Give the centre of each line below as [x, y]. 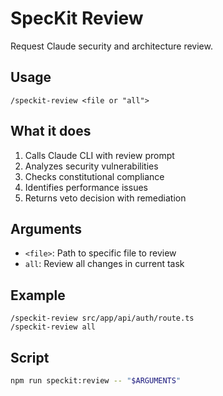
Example [38, 295]
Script [30, 357]
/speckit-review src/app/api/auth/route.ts [102, 318]
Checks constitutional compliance [94, 176]
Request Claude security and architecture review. [111, 46]
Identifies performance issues [86, 187]
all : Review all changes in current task [104, 264]
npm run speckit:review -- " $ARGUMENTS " [96, 381]
